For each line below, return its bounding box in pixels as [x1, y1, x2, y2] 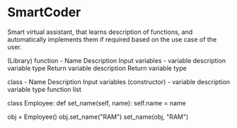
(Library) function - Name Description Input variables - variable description [7, 56, 226, 64]
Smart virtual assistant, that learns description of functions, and [7, 28, 193, 36]
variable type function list [7, 85, 81, 93]
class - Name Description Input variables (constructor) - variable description [7, 77, 231, 86]
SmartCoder [7, 4, 81, 21]
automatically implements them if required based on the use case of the [7, 35, 217, 43]
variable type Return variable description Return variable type [7, 64, 187, 72]
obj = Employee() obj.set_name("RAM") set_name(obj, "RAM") [7, 112, 189, 121]
